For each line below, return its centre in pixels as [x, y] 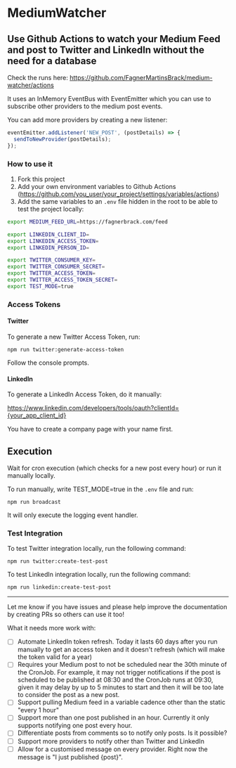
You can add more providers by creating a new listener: [87, 120]
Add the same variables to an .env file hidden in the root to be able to [117, 201]
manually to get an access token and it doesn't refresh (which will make [121, 650]
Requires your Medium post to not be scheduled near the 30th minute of [122, 665]
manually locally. [32, 475]
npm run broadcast [34, 502]
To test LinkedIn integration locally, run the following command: [99, 575]
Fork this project [41, 179]
